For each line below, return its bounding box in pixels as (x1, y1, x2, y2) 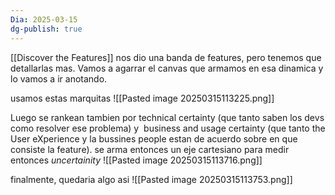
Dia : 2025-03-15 (10, 14, 78, 25)
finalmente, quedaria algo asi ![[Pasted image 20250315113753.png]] (10, 173, 293, 185)
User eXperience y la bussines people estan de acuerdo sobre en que (10, 132, 298, 145)
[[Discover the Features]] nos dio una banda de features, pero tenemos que (10, 51, 322, 63)
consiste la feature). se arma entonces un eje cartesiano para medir (10, 143, 290, 155)
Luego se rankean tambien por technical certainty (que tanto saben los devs (10, 111, 325, 123)
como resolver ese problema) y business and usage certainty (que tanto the (10, 122, 326, 134)
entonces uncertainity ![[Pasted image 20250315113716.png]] (10, 154, 263, 166)
